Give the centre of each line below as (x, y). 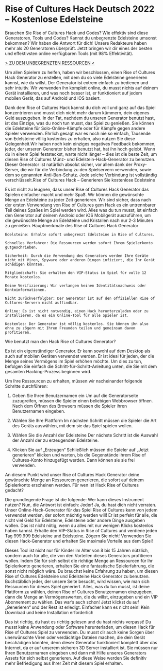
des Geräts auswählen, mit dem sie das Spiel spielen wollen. (72, 426)
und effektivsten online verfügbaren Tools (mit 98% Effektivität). (69, 53)
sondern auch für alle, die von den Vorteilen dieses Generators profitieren (79, 555)
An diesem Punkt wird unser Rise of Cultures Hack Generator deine (72, 474)
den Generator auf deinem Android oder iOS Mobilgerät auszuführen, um (78, 215)
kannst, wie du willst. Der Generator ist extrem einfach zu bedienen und (77, 82)
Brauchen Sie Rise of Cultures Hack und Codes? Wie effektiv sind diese (77, 33)
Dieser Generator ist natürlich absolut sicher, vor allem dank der (69, 164)
